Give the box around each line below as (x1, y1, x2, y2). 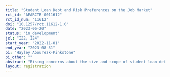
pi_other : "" (5, 54, 33, 60)
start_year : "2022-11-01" (5, 41, 60, 46)
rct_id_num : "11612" (5, 17, 49, 22)
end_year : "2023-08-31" (5, 45, 56, 50)
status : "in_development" (5, 31, 60, 36)
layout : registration (5, 64, 51, 69)
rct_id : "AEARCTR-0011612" (5, 12, 62, 17)
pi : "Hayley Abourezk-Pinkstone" (5, 50, 76, 55)
